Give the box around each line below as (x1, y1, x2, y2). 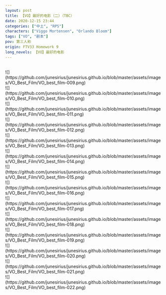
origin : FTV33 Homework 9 (5, 44, 58, 49)
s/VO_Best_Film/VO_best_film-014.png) (5, 158, 85, 164)
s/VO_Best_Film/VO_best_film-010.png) (5, 95, 85, 101)
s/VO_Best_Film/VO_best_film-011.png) (5, 111, 84, 117)
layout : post (5, 8, 32, 13)
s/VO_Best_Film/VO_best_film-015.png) (5, 174, 85, 180)
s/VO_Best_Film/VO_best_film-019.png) (5, 237, 85, 243)
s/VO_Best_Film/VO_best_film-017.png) (5, 206, 84, 211)
